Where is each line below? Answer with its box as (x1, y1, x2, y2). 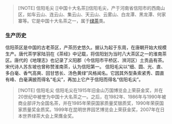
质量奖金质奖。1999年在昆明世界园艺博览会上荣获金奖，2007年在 (22, 107, 160, 113)
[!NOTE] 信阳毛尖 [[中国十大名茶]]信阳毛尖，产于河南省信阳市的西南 (17, 5, 161, 11)
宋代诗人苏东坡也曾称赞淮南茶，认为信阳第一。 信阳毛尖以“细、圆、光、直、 (5, 64, 166, 70)
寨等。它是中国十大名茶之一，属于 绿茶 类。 (17, 18, 108, 24)
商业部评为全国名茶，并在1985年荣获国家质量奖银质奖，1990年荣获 (17, 100, 160, 107)
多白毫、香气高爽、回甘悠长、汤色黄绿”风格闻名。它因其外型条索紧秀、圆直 (5, 70, 165, 76)
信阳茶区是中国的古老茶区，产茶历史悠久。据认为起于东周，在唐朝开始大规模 (5, 45, 167, 51)
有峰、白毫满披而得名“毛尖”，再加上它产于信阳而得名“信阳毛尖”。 (5, 76, 143, 82)
